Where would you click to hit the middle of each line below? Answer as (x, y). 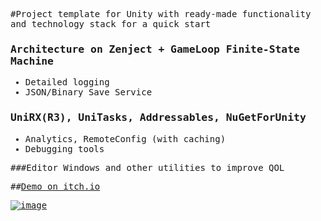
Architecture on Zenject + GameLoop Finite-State (155, 49)
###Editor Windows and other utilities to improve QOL (147, 167)
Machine (32, 61)
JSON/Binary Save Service (88, 92)
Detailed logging (67, 82)
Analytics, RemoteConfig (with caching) (125, 138)
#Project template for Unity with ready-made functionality (161, 14)
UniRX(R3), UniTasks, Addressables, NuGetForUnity (158, 117)
